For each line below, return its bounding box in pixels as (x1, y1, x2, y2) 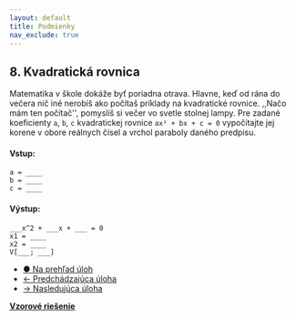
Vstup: (9, 148, 36, 159)
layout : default (9, 13, 71, 23)
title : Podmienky (9, 22, 76, 31)
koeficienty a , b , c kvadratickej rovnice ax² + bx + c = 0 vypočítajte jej (9, 118, 275, 129)
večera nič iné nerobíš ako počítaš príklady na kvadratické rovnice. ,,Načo (9, 98, 287, 109)
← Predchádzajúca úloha (22, 273, 117, 284)
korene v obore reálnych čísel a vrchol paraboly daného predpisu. (9, 127, 257, 138)
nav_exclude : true (9, 30, 79, 39)
